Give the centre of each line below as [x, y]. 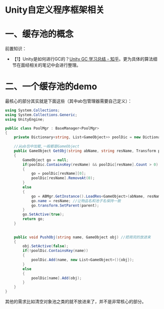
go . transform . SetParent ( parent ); [65, 206]
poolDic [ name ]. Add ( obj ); [56, 278]
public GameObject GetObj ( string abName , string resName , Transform [85, 151]
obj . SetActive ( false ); [46, 246]
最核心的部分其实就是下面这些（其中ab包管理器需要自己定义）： [69, 101]
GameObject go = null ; [46, 160]
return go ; [34, 219]
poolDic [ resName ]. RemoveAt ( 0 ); [63, 178]
